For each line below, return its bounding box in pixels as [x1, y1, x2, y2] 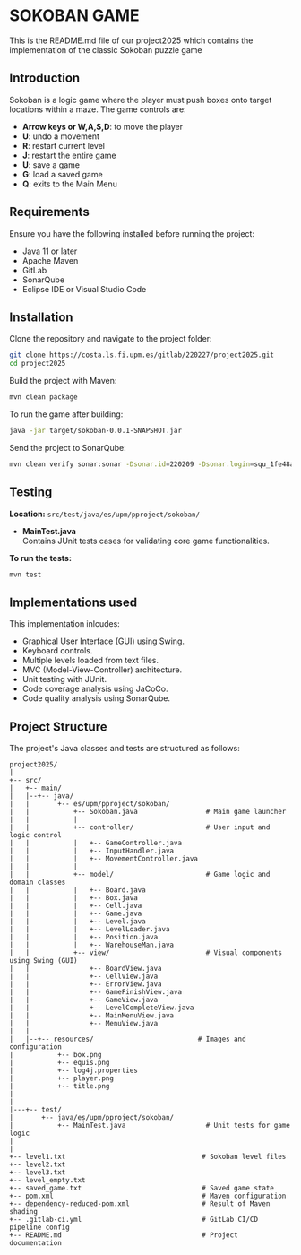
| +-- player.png [9, 1074, 115, 1083]
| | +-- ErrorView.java [9, 980, 163, 989]
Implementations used [9, 594, 137, 610]
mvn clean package [9, 393, 78, 402]
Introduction [9, 71, 81, 86]
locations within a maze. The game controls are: [9, 104, 186, 115]
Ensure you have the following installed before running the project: [9, 228, 255, 238]
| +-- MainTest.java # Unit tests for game [9, 1121, 291, 1130]
